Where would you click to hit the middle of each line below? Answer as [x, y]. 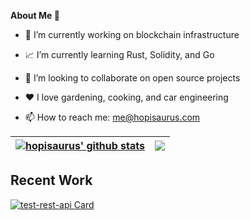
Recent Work [51, 180]
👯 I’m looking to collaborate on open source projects [132, 78]
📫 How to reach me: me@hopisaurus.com [112, 117]
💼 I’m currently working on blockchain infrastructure [132, 34]
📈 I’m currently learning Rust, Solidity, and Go [119, 54]
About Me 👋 [35, 15]
